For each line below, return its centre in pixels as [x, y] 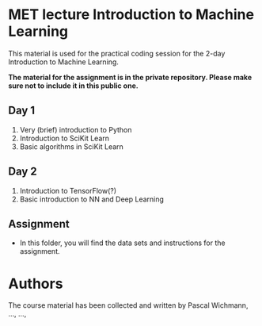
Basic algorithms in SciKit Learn [72, 146]
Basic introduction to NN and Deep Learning [92, 199]
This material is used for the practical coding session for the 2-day [117, 53]
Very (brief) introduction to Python [76, 129]
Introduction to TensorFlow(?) [68, 190]
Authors [36, 284]
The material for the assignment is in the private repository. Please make [130, 77]
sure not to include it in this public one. [73, 86]
